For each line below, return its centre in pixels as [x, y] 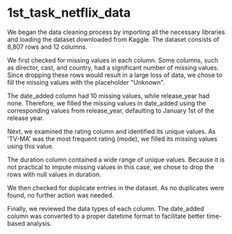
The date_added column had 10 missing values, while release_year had [108, 96]
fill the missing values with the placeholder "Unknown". [86, 82]
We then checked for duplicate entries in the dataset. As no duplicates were [116, 187]
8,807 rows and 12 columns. [47, 47]
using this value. [31, 146]
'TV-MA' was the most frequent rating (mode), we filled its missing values [112, 139]
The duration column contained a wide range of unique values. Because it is [116, 159]
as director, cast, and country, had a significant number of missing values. [113, 67]
